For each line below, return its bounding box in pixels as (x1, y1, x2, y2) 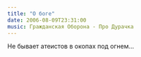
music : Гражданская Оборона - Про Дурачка (7, 23, 134, 30)
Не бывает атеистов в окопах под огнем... (7, 42, 135, 51)
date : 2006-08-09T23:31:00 (7, 17, 87, 24)
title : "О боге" (7, 10, 55, 17)
